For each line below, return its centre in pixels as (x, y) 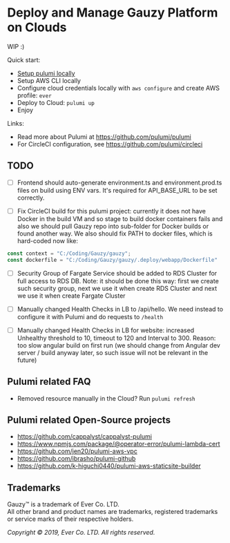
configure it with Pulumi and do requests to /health (90, 316)
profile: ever (34, 95)
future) (27, 360)
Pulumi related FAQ (49, 382)
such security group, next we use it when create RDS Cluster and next (117, 288)
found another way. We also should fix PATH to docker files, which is (115, 234)
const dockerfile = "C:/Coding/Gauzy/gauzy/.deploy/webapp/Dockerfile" (112, 260)
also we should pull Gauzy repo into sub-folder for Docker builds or (113, 226)
